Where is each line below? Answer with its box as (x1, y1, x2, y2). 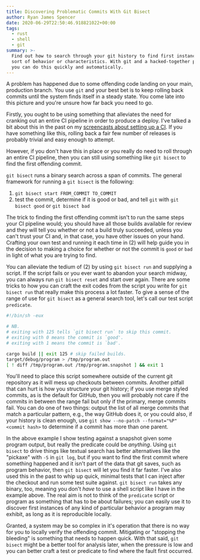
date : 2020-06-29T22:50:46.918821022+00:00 (6, 20, 116, 26)
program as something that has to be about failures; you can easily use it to (6, 498, 191, 505)
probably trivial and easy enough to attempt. (6, 136, 115, 143)
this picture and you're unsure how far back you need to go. (6, 99, 154, 107)
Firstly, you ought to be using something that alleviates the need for (6, 111, 171, 118)
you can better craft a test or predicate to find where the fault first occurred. (6, 548, 193, 555)
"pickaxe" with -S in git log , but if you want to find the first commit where (6, 453, 189, 461)
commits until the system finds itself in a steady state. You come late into (6, 93, 185, 100)
